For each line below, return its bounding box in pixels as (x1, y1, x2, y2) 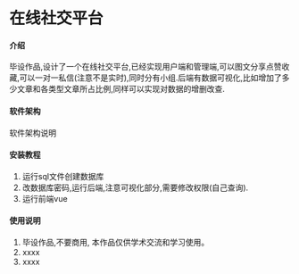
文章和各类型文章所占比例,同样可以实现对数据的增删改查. (16, 84, 226, 95)
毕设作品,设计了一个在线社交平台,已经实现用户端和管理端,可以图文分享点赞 (9, 62, 283, 72)
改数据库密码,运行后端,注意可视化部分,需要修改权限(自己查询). (21, 182, 249, 193)
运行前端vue (21, 193, 69, 203)
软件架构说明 (9, 127, 56, 138)
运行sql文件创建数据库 (21, 170, 104, 181)
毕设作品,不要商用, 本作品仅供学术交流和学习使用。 (21, 237, 210, 247)
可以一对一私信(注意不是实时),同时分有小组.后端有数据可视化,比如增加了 (19, 72, 283, 83)
